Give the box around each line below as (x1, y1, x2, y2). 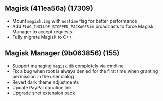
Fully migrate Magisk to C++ (12, 34, 73, 40)
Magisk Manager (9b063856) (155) (5, 49, 120, 58)
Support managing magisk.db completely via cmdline (12, 63, 124, 69)
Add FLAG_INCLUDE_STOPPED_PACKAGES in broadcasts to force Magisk (12, 23, 154, 29)
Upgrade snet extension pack (12, 90, 75, 96)
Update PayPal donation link (12, 84, 73, 90)
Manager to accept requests (12, 28, 73, 35)
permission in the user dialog (12, 73, 74, 79)
